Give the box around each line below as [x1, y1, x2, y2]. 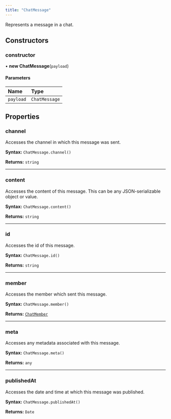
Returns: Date [5, 408, 35, 414]
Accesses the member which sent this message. [5, 291, 107, 297]
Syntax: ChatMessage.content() [5, 203, 71, 209]
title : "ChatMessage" [5, 7, 51, 13]
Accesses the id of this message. [5, 242, 75, 248]
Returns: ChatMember [5, 311, 48, 317]
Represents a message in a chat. [5, 21, 74, 28]
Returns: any [5, 360, 32, 366]
